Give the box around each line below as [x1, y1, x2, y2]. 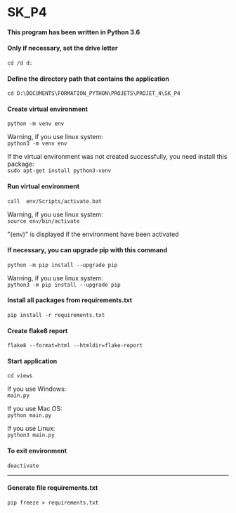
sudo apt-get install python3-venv [7, 167, 112, 174]
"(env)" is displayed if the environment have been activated [7, 230, 179, 238]
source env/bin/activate [7, 217, 80, 225]
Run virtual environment [7, 182, 79, 190]
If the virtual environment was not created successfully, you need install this [7, 152, 228, 161]
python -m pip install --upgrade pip [7, 261, 118, 268]
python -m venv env [7, 120, 65, 127]
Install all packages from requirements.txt [7, 296, 132, 304]
